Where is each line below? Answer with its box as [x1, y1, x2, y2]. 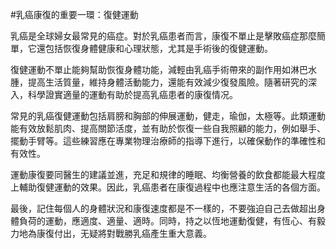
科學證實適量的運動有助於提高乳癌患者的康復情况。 [27, 89, 238, 100]
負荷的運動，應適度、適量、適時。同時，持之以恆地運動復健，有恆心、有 [18, 215, 317, 227]
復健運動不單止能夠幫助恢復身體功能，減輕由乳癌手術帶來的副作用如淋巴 [10, 64, 308, 75]
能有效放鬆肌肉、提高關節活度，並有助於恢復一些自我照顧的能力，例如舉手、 [10, 123, 326, 134]
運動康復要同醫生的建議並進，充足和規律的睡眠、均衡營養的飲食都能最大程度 [10, 169, 326, 180]
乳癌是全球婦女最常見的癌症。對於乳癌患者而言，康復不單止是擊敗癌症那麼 [10, 30, 317, 42]
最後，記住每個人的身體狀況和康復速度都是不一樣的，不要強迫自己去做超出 [10, 203, 317, 214]
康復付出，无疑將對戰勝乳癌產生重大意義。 [36, 228, 212, 239]
